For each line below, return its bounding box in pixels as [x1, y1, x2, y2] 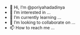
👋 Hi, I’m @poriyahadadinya [9, 5, 65, 10]
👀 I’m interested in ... [9, 9, 51, 15]
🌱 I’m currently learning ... [9, 15, 62, 20]
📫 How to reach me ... [9, 25, 55, 30]
